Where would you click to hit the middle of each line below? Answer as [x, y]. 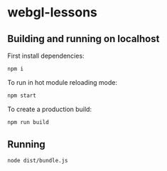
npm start [22, 95]
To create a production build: [50, 109]
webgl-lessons [53, 12]
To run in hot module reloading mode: [62, 82]
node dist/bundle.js [38, 161]
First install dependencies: [46, 56]
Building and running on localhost [83, 39]
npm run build [28, 122]
